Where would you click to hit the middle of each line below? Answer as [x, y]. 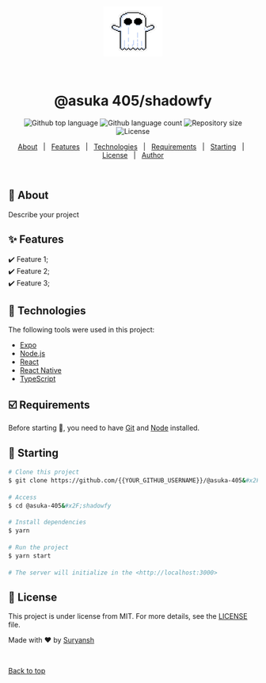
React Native [40, 370]
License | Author [133, 155]
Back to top [27, 671]
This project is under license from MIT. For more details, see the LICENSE [128, 616]
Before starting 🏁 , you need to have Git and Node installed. [104, 428]
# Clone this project [44, 472]
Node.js [32, 354]
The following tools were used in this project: [82, 330]
